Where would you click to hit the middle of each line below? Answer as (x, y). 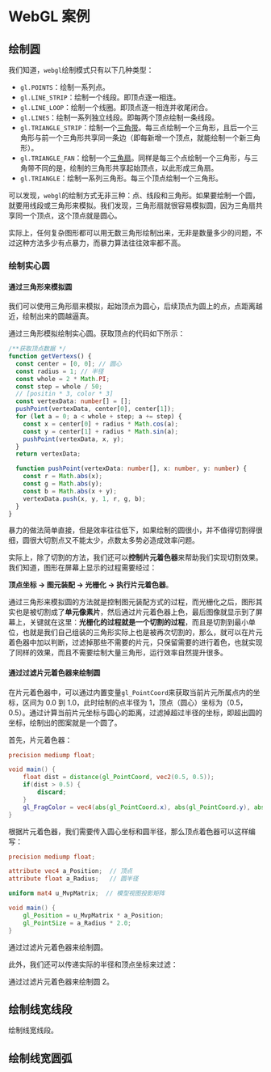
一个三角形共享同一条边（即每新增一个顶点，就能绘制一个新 (147, 138)
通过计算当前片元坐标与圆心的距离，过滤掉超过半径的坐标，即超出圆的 (146, 712)
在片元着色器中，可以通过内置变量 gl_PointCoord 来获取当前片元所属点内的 (131, 692)
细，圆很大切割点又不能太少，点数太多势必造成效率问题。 (104, 540)
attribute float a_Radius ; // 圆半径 (73, 879)
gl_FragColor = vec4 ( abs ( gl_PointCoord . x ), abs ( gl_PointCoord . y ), (137, 807)
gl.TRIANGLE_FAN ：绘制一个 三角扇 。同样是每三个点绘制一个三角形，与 (135, 158)
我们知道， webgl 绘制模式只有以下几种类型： (81, 70)
